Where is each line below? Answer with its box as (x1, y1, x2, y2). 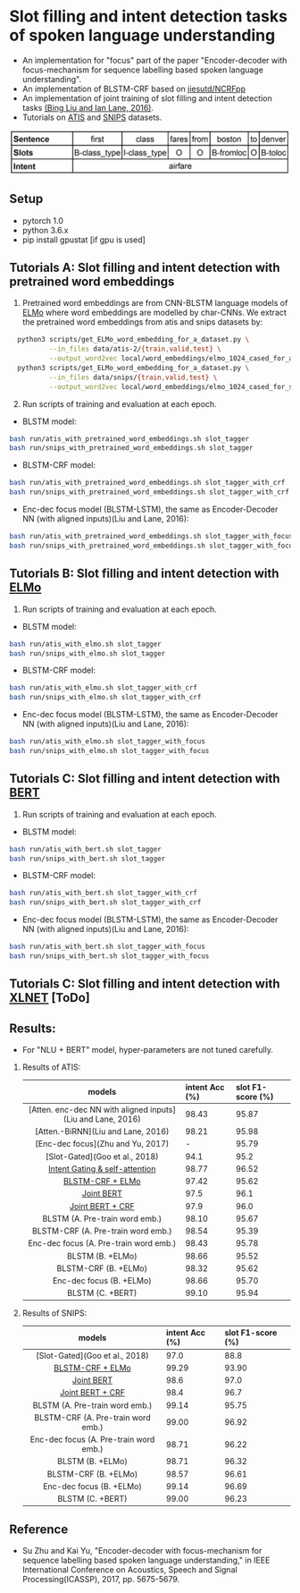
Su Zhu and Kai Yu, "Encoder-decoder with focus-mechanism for (21, 1546, 262, 1556)
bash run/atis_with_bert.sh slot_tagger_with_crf (9, 888, 198, 898)
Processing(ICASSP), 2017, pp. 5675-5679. (21, 1574, 180, 1585)
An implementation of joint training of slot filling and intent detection (21, 92, 272, 104)
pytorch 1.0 (21, 215, 64, 225)
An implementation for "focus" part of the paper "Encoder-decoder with (21, 55, 287, 65)
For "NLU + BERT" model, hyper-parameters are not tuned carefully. (21, 1045, 274, 1055)
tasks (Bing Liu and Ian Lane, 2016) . (21, 102, 154, 113)
